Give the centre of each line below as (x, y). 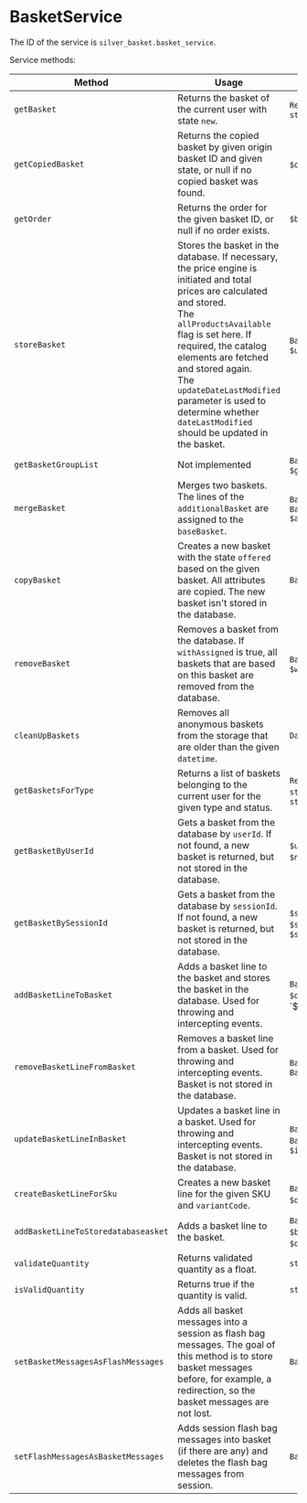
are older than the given (229, 747)
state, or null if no (215, 169)
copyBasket (37, 580)
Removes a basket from (228, 629)
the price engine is (217, 268)
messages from (211, 1474)
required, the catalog (222, 346)
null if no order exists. (224, 230)
